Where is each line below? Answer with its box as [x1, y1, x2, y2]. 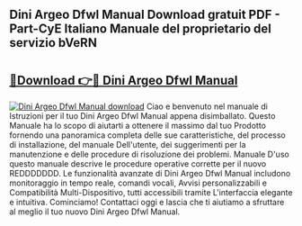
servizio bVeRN [9, 35, 97, 50]
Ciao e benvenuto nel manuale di [147, 101, 268, 112]
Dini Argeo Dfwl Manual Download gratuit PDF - [9, 7, 280, 23]
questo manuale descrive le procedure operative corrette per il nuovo [9, 158, 267, 169]
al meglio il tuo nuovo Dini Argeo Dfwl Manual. [9, 206, 181, 217]
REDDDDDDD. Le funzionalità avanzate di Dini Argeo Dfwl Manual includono [9, 168, 291, 178]
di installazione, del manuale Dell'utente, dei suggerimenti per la [9, 140, 246, 149]
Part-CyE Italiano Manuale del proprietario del [9, 22, 271, 37]
